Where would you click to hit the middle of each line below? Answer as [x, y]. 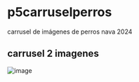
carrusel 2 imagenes [53, 54]
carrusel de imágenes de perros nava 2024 [70, 32]
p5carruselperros [60, 12]
